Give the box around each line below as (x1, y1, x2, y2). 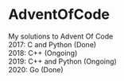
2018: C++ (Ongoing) (8, 48, 78, 57)
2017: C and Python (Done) (8, 39, 97, 49)
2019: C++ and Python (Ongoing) (8, 57, 117, 66)
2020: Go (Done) (8, 64, 64, 74)
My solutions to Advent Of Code (8, 31, 114, 41)
